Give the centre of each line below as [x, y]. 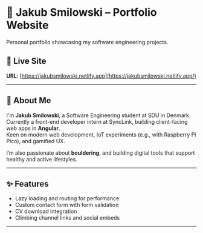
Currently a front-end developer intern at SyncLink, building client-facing [97, 121]
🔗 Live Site [26, 61]
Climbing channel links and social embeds [67, 218]
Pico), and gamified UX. [36, 141]
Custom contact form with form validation [67, 205]
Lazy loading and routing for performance [67, 198]
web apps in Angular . [33, 128]
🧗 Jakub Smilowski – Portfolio [82, 12]
